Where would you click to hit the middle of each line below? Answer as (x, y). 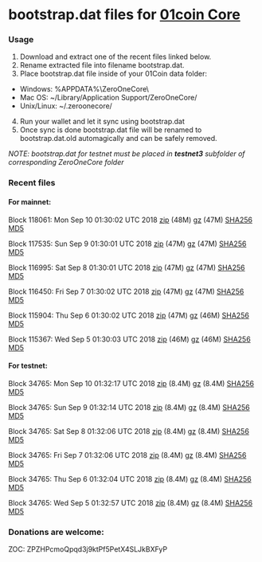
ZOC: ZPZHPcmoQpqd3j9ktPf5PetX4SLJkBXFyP (88, 549)
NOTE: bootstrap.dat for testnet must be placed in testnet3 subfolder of (127, 154)
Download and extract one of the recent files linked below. (115, 57)
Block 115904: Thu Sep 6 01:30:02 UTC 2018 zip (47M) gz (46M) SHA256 (129, 315)
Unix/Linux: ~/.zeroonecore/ (66, 106)
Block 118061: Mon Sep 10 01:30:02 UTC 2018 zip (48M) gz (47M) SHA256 (131, 220)
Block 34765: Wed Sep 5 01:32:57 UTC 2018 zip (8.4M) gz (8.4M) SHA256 (131, 502)
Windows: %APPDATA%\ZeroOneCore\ (84, 89)
